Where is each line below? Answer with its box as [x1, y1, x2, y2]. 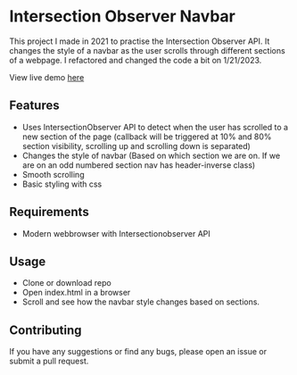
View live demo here [9, 71, 85, 82]
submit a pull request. [9, 355, 89, 367]
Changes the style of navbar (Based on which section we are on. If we [21, 150, 281, 161]
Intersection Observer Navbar [9, 6, 236, 27]
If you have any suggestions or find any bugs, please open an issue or [9, 346, 268, 357]
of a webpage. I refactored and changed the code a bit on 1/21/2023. [9, 54, 262, 65]
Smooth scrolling [21, 169, 85, 179]
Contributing [9, 322, 82, 337]
